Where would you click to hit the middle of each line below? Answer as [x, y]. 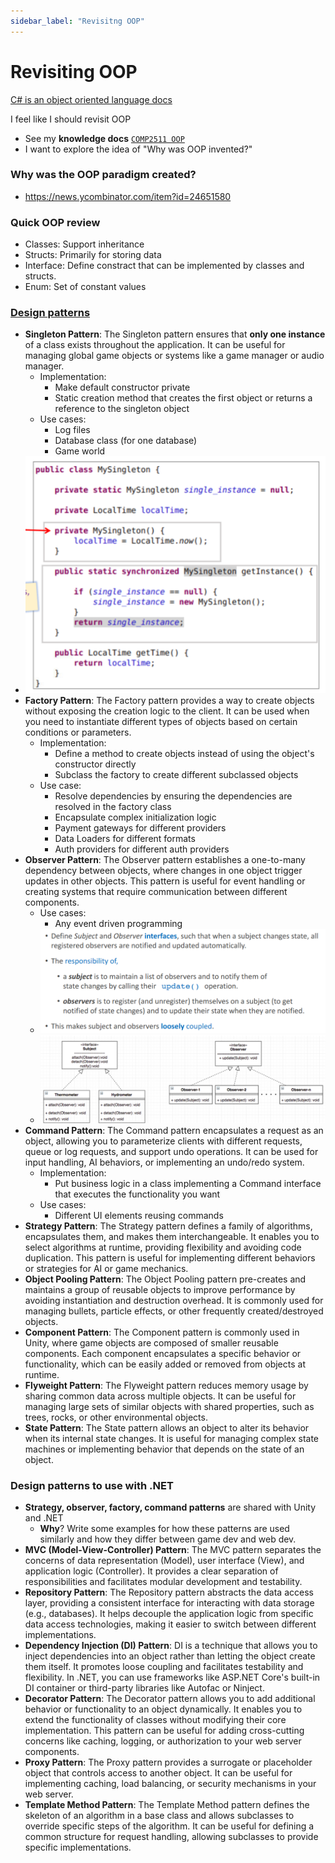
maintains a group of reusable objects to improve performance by [160, 1290]
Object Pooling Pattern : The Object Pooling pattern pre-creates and [165, 1279]
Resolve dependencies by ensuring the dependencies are [173, 796]
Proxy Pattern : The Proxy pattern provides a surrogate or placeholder [168, 1762]
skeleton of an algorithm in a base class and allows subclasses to [159, 1816]
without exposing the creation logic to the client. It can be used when [167, 711]
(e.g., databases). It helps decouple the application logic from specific [169, 1614]
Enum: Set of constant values [85, 287]
